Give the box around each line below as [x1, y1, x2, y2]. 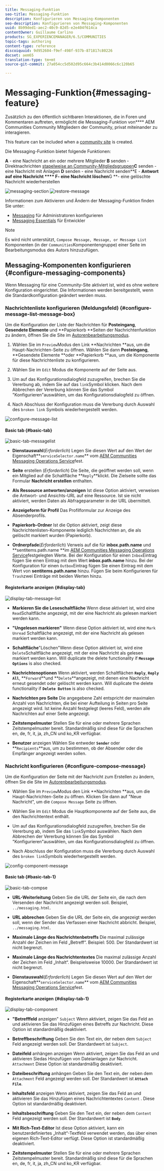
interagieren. [5, 129, 31, 135]
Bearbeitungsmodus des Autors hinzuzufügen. [5, 247, 99, 253]
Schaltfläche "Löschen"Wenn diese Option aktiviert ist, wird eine [12, 645, 143, 651]
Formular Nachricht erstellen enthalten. [12, 478, 93, 484]
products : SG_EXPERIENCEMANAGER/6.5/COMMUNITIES [5, 35, 106, 40]
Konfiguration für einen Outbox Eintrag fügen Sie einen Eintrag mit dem [12, 563, 153, 569]
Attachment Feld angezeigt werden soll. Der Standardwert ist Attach [12, 1076, 148, 1082]
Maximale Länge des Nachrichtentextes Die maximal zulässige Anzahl [12, 954, 157, 960]
